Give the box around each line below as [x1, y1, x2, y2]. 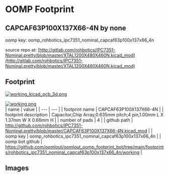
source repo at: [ [5, 47, 40, 53]
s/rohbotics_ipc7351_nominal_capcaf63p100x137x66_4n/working [5, 149, 140, 155]
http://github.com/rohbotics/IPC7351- [5, 122, 83, 128]
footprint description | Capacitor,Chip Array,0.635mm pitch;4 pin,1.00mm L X [5, 111, 164, 117]
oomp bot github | [5, 138, 43, 145]
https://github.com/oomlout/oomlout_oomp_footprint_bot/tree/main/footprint [5, 144, 164, 150]
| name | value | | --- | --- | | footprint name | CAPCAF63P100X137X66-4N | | [5, 106, 164, 112]
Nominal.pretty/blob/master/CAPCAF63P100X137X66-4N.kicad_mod [5, 127, 147, 134]
